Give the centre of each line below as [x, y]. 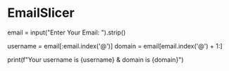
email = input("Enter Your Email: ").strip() [67, 32]
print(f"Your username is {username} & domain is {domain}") [95, 59]
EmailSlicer [41, 13]
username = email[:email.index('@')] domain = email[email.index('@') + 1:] [115, 46]
